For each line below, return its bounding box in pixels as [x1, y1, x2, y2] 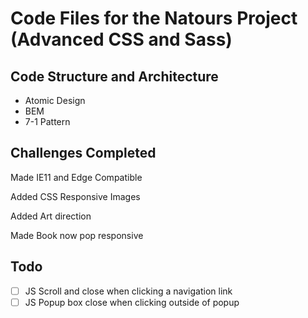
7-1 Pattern [24, 116, 71, 127]
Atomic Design [24, 95, 86, 106]
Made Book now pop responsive [10, 229, 144, 241]
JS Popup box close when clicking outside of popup [24, 296, 240, 308]
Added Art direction [10, 210, 92, 222]
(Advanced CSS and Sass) [10, 28, 233, 51]
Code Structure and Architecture [10, 68, 219, 85]
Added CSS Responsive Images [10, 190, 141, 202]
